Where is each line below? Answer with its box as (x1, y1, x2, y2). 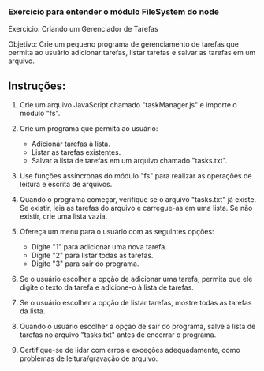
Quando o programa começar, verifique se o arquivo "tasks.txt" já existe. (19, 195, 257, 204)
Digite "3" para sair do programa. (31, 259, 139, 268)
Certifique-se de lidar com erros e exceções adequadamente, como (19, 346, 240, 355)
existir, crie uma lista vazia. (19, 212, 108, 221)
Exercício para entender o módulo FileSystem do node (8, 6, 219, 17)
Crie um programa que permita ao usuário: (19, 124, 158, 133)
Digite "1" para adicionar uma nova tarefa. (31, 242, 167, 252)
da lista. (19, 306, 46, 316)
